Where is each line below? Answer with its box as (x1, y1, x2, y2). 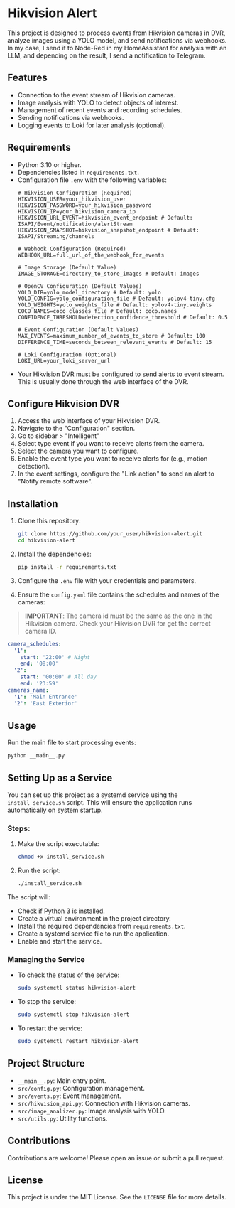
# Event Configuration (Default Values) (17, 326, 139, 333)
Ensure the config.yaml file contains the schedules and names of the (17, 590, 219, 599)
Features (7, 72, 48, 84)
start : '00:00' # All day (20, 673, 97, 680)
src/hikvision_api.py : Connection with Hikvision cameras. (17, 1099, 190, 1107)
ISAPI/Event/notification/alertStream (17, 220, 133, 228)
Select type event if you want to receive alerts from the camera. (17, 439, 204, 448)
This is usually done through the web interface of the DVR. (17, 377, 190, 385)
